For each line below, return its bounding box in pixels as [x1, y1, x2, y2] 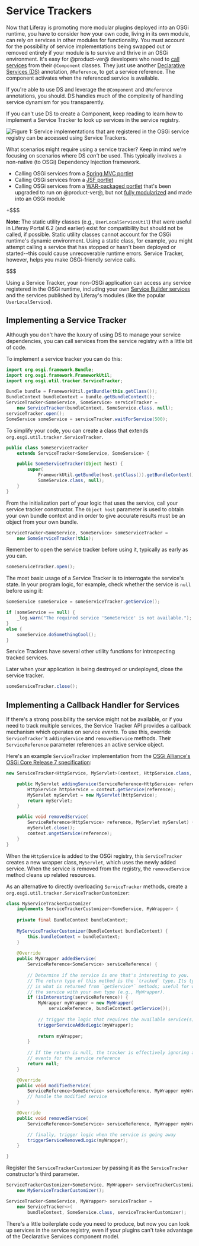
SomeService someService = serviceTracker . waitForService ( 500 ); [6, 416, 168, 422]
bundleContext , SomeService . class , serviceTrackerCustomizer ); [27, 1209, 187, 1215]
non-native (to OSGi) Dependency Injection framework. [6, 158, 141, 165]
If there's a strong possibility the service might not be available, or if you [6, 716, 182, 723]
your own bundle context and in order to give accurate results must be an [6, 512, 185, 519]
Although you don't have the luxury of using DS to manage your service [6, 331, 181, 338]
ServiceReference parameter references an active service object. [6, 741, 165, 748]
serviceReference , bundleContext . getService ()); [48, 1006, 171, 1012]
